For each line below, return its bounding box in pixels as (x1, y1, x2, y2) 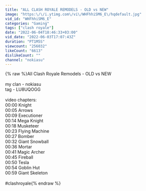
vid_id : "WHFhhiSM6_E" (5, 16, 52, 21)
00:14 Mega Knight (5, 118, 44, 124)
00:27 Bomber (5, 134, 34, 139)
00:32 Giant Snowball (5, 138, 49, 145)
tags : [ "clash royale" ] (5, 26, 54, 30)
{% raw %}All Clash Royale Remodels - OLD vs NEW (5, 71, 112, 77)
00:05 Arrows (5, 108, 33, 113)
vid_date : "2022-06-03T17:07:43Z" (5, 35, 76, 40)
